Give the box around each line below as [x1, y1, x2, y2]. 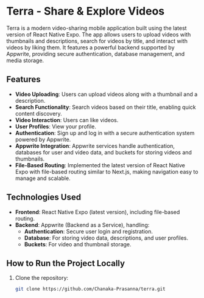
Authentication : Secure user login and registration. [24, 227, 153, 235]
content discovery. [15, 109, 62, 117]
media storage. [6, 57, 44, 64]
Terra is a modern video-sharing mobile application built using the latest [6, 24, 187, 32]
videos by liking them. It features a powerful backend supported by [6, 44, 175, 51]
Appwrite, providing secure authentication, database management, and [6, 50, 185, 57]
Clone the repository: [15, 274, 69, 282]
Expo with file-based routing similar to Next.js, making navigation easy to [15, 168, 199, 175]
